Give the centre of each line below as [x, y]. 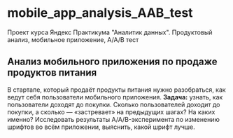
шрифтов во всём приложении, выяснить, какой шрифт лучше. [101, 127]
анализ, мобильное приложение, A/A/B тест [73, 39]
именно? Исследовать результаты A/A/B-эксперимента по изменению [114, 119]
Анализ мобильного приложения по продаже [113, 62]
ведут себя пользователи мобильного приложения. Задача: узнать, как [115, 97]
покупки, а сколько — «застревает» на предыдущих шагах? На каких [111, 112]
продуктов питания [52, 73]
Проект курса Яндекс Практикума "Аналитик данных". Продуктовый [110, 32]
